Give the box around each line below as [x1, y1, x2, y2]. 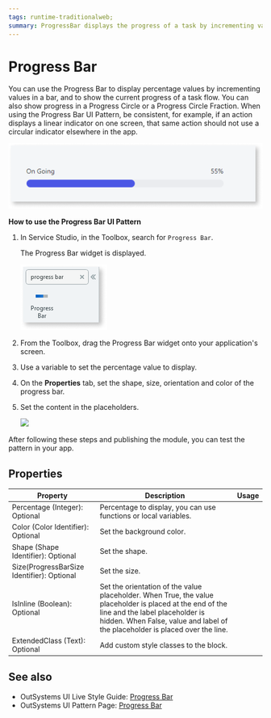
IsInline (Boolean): [11, 599, 73, 608]
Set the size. [99, 566, 141, 576]
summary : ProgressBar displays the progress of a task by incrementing [8, 21, 254, 30]
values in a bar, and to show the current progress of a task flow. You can [8, 93, 249, 103]
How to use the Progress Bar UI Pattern [8, 217, 142, 226]
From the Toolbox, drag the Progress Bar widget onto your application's [19, 338, 258, 348]
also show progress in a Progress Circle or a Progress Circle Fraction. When [8, 101, 261, 111]
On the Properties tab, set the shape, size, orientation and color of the [19, 378, 254, 388]
